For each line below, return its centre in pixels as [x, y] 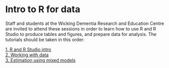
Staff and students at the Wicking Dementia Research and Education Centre [85, 23]
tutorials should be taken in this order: [45, 40]
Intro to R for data [43, 9]
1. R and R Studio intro [29, 49]
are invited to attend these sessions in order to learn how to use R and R [81, 28]
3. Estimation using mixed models [40, 60]
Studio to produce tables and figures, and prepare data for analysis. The [81, 34]
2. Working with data [27, 55]
